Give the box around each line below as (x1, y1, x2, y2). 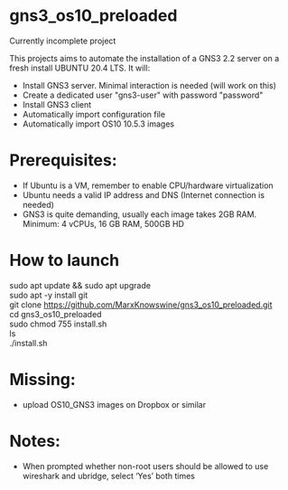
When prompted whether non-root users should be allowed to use (22, 460, 269, 471)
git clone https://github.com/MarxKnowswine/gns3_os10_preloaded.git (9, 299, 273, 310)
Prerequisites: (9, 150, 117, 171)
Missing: (9, 370, 77, 390)
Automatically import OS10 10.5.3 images (22, 118, 174, 129)
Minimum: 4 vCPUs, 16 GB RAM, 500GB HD (22, 218, 185, 229)
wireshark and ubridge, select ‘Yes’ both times (22, 470, 196, 481)
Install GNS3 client (22, 99, 92, 109)
